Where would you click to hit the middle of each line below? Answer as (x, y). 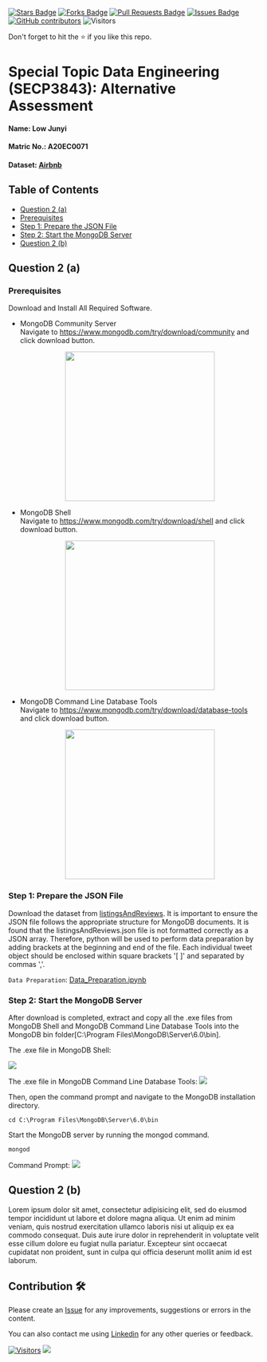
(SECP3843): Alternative (92, 89)
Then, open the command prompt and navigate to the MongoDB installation (132, 1097)
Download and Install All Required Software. (80, 308)
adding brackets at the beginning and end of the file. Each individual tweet (130, 947)
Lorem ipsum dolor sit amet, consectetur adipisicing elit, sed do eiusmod (128, 1210)
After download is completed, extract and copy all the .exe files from (120, 1018)
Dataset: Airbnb (35, 164)
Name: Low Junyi (38, 128)
